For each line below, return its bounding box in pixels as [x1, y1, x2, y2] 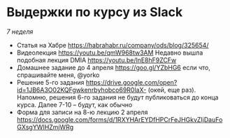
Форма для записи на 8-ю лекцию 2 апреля [16, 108, 148, 116]
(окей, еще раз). [148, 85, 196, 94]
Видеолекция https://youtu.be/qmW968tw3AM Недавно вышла [16, 48, 203, 57]
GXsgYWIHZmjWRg [16, 123, 74, 131]
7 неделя [6, 27, 34, 36]
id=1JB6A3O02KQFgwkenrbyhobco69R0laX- [16, 85, 147, 94]
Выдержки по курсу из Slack [6, 4, 183, 20]
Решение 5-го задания [16, 78, 85, 86]
